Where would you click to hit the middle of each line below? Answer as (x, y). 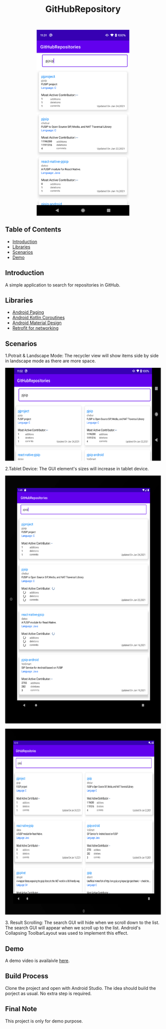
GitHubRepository (83, 9)
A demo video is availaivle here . (38, 961)
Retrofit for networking (35, 328)
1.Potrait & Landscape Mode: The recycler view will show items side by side (82, 356)
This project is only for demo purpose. (44, 1021)
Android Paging (28, 312)
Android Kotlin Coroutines (39, 318)
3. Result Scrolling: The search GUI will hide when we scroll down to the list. (82, 922)
